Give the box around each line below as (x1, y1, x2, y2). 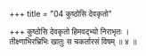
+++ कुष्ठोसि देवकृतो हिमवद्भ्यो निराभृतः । (9, 27, 130, 36)
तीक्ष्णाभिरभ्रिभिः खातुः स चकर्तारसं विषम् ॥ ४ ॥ (9, 36, 137, 46)
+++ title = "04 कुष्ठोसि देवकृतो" (9, 9, 113, 19)
